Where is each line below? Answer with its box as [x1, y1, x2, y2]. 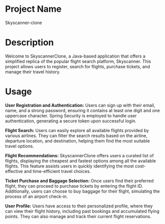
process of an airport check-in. [5, 193, 68, 199]
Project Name [5, 3, 62, 15]
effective [5, 168, 23, 174]
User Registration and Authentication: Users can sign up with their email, [5, 102, 156, 108]
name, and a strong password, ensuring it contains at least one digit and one [5, 107, 160, 113]
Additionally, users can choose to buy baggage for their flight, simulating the [5, 188, 160, 194]
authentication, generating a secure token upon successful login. [5, 118, 137, 124]
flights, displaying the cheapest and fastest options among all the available [5, 158, 156, 164]
